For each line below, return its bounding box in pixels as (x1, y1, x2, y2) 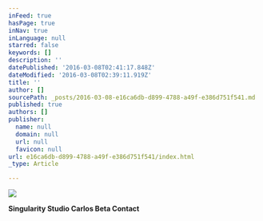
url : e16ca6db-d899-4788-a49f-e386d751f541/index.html (8, 152, 195, 160)
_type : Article (8, 160, 59, 168)
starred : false (8, 41, 59, 49)
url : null (15, 137, 48, 146)
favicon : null (15, 145, 62, 153)
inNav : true (8, 26, 48, 34)
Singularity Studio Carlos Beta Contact (8, 204, 140, 214)
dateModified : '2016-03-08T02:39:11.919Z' (8, 71, 152, 79)
